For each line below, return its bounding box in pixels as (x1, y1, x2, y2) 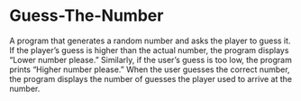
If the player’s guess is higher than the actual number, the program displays (9, 44, 289, 55)
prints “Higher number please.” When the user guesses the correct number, (9, 64, 290, 75)
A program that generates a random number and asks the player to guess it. (9, 35, 291, 46)
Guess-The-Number (9, 5, 164, 26)
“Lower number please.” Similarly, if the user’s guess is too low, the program (9, 54, 293, 65)
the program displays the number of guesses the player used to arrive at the (9, 73, 293, 84)
